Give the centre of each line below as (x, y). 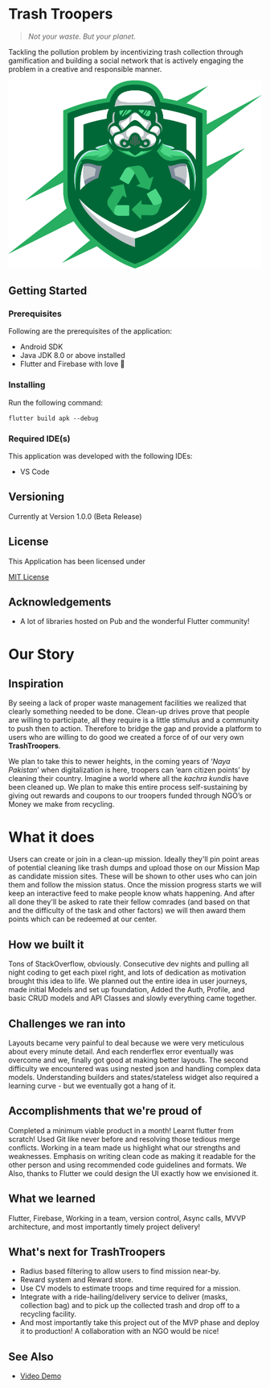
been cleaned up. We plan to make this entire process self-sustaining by (128, 788)
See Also (31, 1356)
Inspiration (36, 684)
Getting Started (48, 291)
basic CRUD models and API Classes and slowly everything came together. (133, 998)
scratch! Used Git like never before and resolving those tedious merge (125, 1139)
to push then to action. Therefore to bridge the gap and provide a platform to (135, 729)
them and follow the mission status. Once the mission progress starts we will (135, 885)
